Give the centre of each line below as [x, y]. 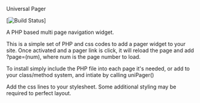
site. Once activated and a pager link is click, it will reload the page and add [100, 50]
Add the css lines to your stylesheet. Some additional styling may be [91, 87]
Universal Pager [26, 9]
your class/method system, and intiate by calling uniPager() [80, 75]
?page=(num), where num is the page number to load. [73, 57]
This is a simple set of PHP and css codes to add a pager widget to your [96, 44]
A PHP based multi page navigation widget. [60, 32]
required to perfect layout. [39, 93]
